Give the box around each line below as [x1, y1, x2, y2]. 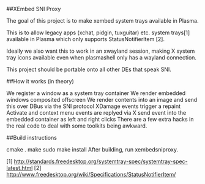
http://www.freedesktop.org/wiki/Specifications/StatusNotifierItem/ [6, 171, 176, 178]
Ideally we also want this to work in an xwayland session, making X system [6, 47, 195, 55]
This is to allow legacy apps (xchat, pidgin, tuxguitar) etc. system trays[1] [6, 29, 190, 36]
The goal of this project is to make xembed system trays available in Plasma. [6, 17, 199, 24]
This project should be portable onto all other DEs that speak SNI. [6, 66, 171, 73]
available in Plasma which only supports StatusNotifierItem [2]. [6, 36, 165, 42]
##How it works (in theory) [6, 78, 75, 85]
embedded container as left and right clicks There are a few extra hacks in [6, 116, 194, 123]
